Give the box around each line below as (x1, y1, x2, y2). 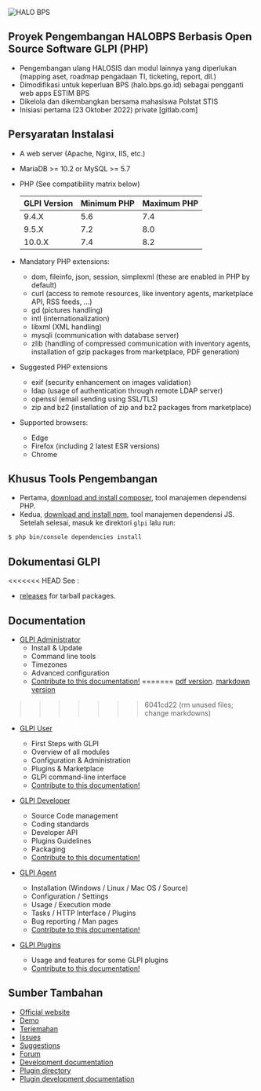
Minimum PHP (81, 197, 135, 208)
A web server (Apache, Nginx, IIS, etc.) (19, 148, 146, 158)
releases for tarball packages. (19, 591, 116, 601)
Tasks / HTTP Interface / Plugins (31, 908, 136, 917)
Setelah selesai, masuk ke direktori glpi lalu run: (19, 518, 176, 528)
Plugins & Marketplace (31, 763, 104, 773)
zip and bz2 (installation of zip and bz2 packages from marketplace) (31, 402, 252, 412)
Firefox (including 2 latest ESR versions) (31, 441, 161, 451)
